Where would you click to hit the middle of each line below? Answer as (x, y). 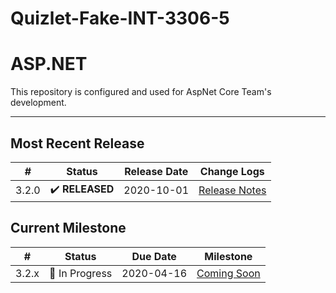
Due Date (154, 256)
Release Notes (232, 190)
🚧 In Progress (81, 273)
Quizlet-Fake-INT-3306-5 (120, 18)
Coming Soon (228, 273)
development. (38, 103)
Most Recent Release (77, 143)
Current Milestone (68, 228)
